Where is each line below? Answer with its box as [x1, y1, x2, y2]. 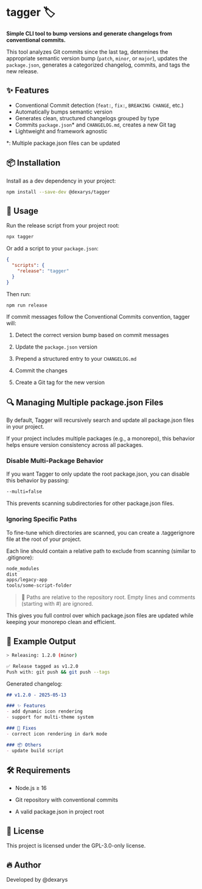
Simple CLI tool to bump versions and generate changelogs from [6, 29, 172, 37]
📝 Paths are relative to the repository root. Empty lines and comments [21, 593, 196, 601]
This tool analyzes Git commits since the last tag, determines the [6, 48, 169, 56]
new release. [6, 67, 38, 74]
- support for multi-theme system [6, 714, 94, 720]
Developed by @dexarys [6, 876, 68, 884]
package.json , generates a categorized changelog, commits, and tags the [6, 61, 190, 68]
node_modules [6, 565, 40, 571]
